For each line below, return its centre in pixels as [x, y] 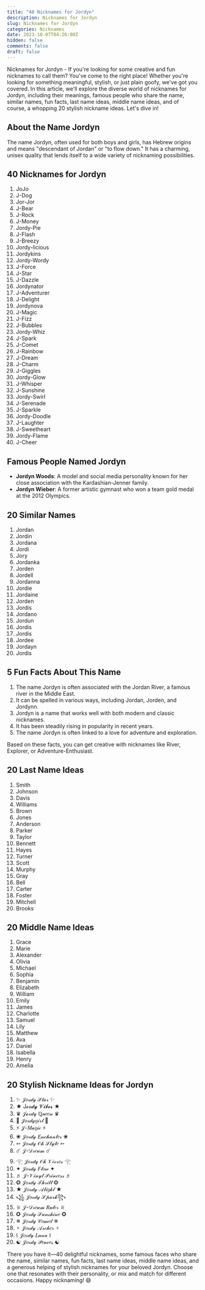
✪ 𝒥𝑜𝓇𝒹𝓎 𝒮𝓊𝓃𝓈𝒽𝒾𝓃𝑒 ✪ [41, 1214]
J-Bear [24, 208]
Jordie [24, 588]
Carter [24, 889]
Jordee [25, 640]
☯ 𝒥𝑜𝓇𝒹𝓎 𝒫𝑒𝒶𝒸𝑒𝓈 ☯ [38, 1242]
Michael [26, 968]
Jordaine [27, 595]
